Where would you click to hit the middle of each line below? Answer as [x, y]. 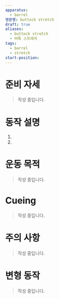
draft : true [18, 24]
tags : [11, 44]
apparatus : [17, 10]
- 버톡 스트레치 [24, 39]
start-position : [22, 58]
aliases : [14, 29]
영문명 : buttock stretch [30, 19]
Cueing [21, 201]
